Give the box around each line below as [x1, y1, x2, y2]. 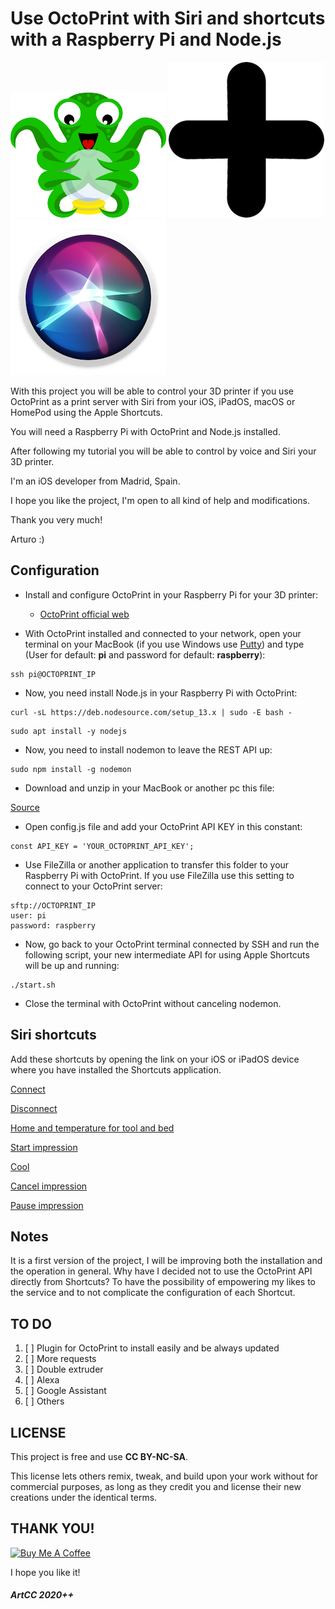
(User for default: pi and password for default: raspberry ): [24, 648, 266, 661]
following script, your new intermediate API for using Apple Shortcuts [24, 948, 310, 961]
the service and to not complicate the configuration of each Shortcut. [10, 1287, 296, 1299]
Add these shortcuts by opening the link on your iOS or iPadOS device [10, 1053, 300, 1065]
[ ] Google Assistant [24, 1385, 107, 1397]
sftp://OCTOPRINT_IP [10, 900, 97, 911]
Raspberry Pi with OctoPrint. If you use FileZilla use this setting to [24, 869, 295, 881]
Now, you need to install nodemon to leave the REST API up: [24, 743, 273, 756]
